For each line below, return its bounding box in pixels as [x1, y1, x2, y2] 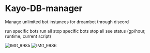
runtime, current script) [5, 33, 52, 39]
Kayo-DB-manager [5, 3, 83, 14]
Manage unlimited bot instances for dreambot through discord [5, 19, 129, 25]
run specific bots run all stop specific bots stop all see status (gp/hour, [5, 28, 146, 34]
